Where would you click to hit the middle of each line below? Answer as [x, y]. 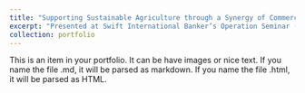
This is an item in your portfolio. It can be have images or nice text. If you [145, 60]
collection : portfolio [52, 34]
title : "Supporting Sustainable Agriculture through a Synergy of [138, 18]
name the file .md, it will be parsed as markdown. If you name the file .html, [150, 70]
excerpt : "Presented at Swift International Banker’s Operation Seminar [150, 26]
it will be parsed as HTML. [58, 79]
